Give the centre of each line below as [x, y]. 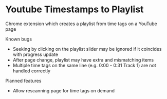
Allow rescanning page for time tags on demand [63, 90]
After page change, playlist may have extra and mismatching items [83, 60]
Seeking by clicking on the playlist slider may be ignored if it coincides [87, 49]
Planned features [23, 81]
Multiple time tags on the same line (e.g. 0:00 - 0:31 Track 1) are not [85, 65]
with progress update [35, 54]
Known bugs [19, 39]
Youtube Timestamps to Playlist [75, 9]
